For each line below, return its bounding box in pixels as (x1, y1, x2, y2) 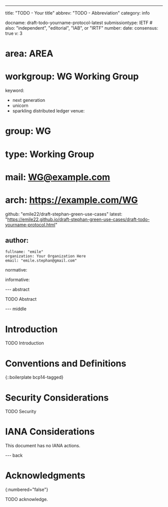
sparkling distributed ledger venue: (12, 108, 85, 114)
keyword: (5, 87, 24, 93)
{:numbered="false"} (5, 486, 48, 492)
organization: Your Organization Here (5, 254, 86, 259)
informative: (5, 277, 30, 283)
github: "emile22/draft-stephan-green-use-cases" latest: (5, 211, 122, 217)
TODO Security (5, 409, 36, 415)
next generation (12, 97, 45, 103)
